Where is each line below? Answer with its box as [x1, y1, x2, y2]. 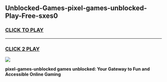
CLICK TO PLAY [5, 27, 44, 34]
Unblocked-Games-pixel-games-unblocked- [5, 4, 148, 12]
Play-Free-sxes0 [5, 12, 58, 20]
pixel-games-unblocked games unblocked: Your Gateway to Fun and [5, 66, 150, 72]
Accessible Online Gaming [5, 71, 61, 77]
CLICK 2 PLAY [5, 45, 40, 52]
